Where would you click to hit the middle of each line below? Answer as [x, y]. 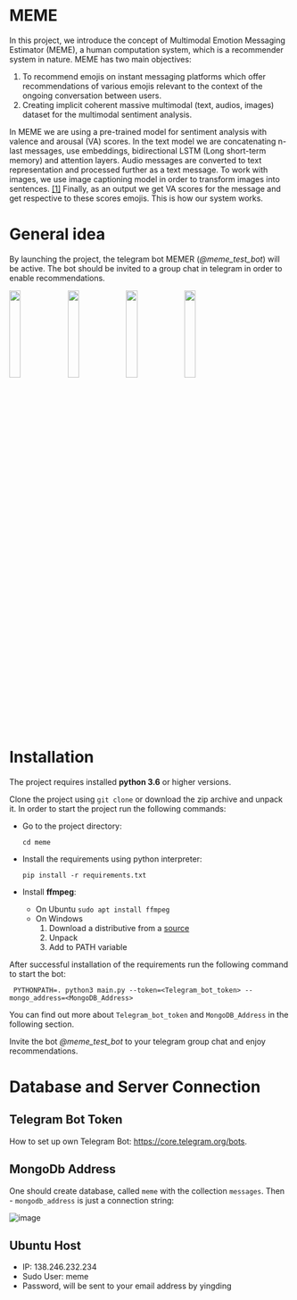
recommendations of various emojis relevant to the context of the [142, 86]
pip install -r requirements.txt [84, 875]
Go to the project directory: [72, 826]
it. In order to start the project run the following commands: [118, 808]
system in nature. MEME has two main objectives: [100, 59]
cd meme [36, 842]
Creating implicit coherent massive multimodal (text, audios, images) [148, 104]
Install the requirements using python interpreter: [112, 859]
